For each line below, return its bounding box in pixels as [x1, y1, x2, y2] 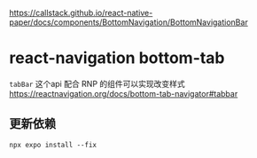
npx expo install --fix [9, 140, 97, 149]
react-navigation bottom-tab [9, 48, 225, 68]
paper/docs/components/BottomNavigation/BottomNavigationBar [9, 17, 248, 28]
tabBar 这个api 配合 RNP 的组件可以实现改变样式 [9, 78, 186, 89]
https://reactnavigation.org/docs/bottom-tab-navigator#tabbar [9, 88, 238, 99]
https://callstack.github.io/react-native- [9, 8, 153, 18]
